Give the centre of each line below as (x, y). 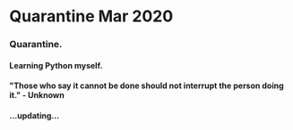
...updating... (34, 115)
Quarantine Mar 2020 (91, 16)
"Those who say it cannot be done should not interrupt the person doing (146, 85)
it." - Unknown (37, 95)
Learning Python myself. (56, 65)
